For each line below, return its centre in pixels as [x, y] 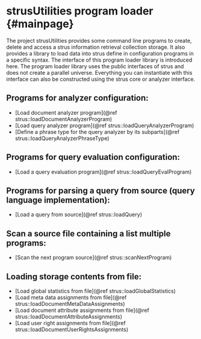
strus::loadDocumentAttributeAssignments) [68, 317]
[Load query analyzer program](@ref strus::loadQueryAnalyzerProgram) [104, 125]
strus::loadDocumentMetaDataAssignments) [70, 304]
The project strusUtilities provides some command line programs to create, [99, 40]
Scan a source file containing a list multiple [88, 233]
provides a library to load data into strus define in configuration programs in [100, 53]
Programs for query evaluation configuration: [93, 157]
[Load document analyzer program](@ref [66, 112]
